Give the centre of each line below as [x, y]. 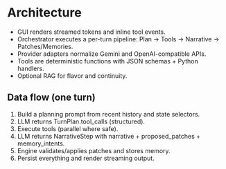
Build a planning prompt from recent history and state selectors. [108, 114]
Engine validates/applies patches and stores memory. [94, 150]
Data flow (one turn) [51, 98]
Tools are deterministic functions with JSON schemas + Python [108, 61]
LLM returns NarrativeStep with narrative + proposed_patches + [109, 136]
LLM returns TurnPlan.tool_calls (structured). [81, 121]
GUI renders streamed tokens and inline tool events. [92, 32]
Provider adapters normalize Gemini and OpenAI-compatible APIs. [112, 54]
